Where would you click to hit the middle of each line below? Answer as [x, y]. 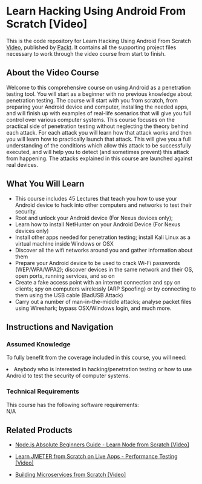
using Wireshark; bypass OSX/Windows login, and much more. [93, 308]
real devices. [22, 164]
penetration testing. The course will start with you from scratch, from [92, 100]
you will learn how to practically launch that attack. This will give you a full [99, 139]
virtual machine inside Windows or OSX [64, 243]
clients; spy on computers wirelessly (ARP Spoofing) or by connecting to [106, 289]
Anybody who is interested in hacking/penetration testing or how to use [103, 369]
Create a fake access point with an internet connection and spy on [98, 282]
